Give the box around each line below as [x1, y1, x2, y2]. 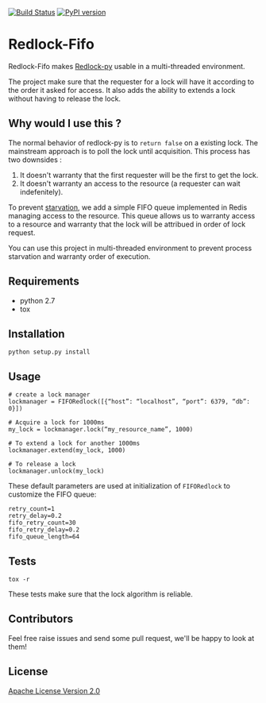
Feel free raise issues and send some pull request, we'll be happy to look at [8, 633, 255, 643]
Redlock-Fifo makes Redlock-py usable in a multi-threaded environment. [8, 61, 245, 71]
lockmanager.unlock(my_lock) [8, 467, 105, 476]
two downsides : [8, 155, 62, 164]
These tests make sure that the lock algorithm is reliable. [8, 589, 193, 599]
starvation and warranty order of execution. [8, 251, 151, 261]
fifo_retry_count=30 [8, 519, 77, 527]
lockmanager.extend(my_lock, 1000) [8, 446, 126, 454]
